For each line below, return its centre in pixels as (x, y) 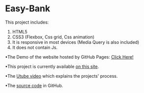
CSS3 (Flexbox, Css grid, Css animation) (53, 37)
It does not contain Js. (35, 47)
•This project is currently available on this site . (52, 66)
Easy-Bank (28, 9)
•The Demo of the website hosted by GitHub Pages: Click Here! (69, 57)
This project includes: (27, 22)
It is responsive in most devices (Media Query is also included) (76, 42)
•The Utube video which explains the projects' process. (61, 76)
